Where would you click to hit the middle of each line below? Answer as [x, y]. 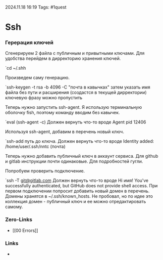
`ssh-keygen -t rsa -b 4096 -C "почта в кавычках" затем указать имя [78, 87]
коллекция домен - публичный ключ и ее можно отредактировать [76, 202]
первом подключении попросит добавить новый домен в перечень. [77, 191]
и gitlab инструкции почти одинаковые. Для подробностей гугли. [74, 161]
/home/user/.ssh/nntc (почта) [35, 147]
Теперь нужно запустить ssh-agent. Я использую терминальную [74, 107]
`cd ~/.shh [16, 68]
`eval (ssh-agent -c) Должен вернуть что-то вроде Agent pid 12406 [76, 122]
